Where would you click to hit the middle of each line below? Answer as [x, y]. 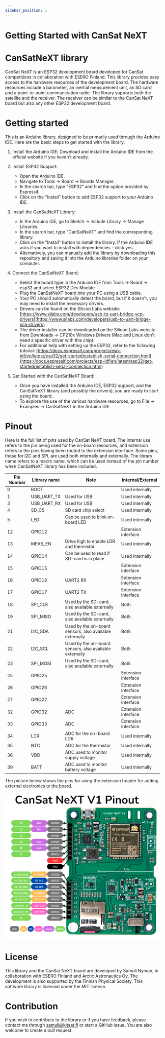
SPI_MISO [41, 616]
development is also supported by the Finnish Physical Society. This [74, 981]
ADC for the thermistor [88, 745]
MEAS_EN [41, 544]
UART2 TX [76, 592]
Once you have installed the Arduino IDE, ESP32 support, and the [85, 385]
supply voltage [80, 758]
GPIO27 [39, 700]
